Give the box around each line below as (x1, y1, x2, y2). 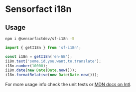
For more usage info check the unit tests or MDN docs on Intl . (5, 82, 132, 88)
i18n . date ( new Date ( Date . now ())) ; (5, 68, 77, 73)
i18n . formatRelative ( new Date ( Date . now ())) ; (5, 73, 99, 78)
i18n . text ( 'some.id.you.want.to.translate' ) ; (5, 58, 101, 64)
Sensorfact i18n (5, 3, 72, 15)
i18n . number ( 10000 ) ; (5, 63, 48, 68)
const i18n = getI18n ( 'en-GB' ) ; (5, 54, 72, 59)
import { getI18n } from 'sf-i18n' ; (5, 45, 81, 50)
